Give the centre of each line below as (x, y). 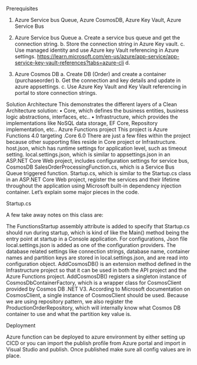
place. (14, 356)
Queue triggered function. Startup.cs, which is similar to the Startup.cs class (98, 173)
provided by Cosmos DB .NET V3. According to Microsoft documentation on (98, 289)
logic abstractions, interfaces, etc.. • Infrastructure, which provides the (92, 117)
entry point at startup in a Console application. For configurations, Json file (97, 239)
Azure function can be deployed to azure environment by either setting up (96, 337)
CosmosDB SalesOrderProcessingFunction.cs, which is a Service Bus (90, 167)
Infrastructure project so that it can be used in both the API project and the (96, 270)
